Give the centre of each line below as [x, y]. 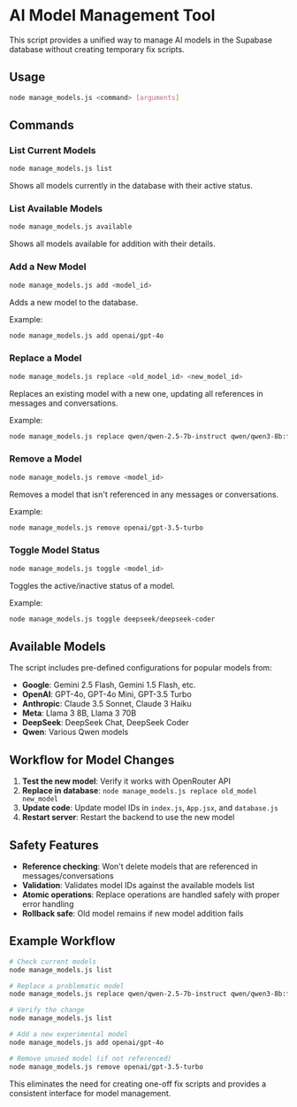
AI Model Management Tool [112, 15]
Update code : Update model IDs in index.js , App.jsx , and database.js [150, 808]
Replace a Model [46, 358]
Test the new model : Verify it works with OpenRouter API [126, 781]
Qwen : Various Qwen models [75, 732]
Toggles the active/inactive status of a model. [92, 585]
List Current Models [53, 150]
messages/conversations [68, 875]
